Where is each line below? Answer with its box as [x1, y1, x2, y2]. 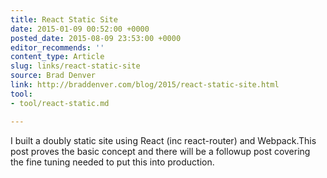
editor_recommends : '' [10, 42, 105, 53]
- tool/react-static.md [10, 98, 110, 108]
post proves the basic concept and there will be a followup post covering [10, 145, 311, 157]
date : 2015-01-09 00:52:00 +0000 [10, 24, 150, 34]
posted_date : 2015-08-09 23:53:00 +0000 [10, 33, 182, 43]
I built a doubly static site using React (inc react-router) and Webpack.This [10, 134, 317, 146]
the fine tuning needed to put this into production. [10, 156, 215, 168]
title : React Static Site [10, 14, 118, 25]
